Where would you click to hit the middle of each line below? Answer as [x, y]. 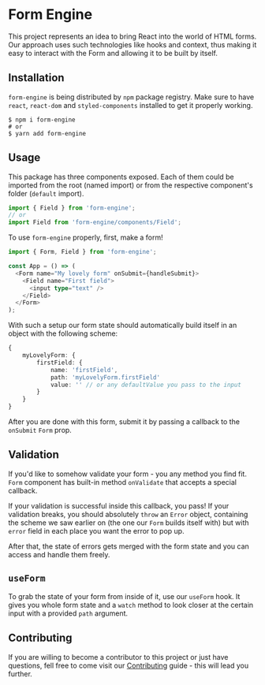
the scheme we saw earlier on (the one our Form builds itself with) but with [129, 523]
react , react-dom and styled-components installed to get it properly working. [131, 105]
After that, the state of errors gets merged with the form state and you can [129, 546]
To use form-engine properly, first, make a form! [86, 237]
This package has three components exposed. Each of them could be [121, 177]
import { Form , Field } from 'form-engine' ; [82, 252]
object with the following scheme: [63, 333]
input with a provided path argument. [68, 613]
